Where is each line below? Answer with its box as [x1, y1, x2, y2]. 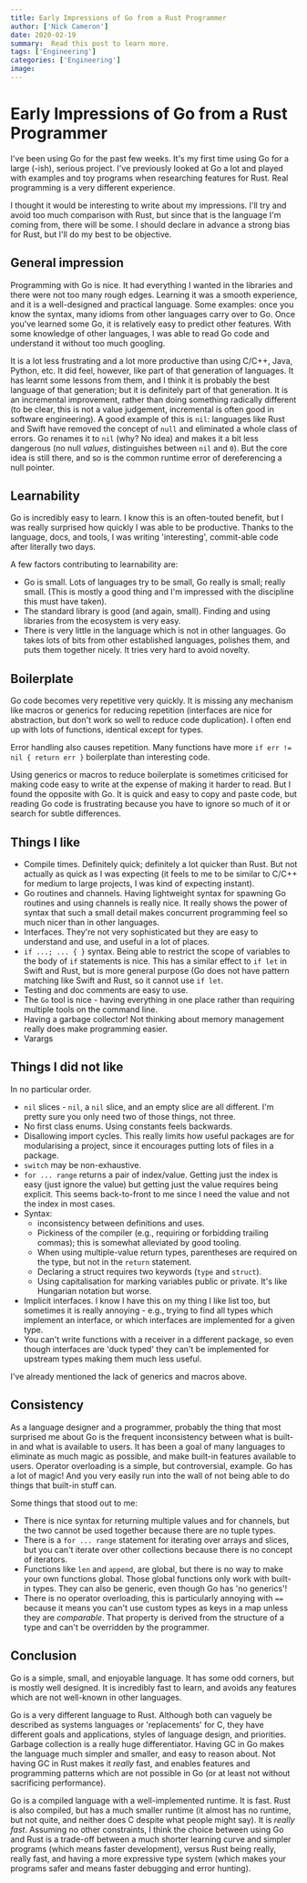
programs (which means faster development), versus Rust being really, [10, 1843, 277, 1854]
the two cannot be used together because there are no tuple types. [23, 1525, 276, 1536]
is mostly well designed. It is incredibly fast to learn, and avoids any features [10, 1681, 297, 1692]
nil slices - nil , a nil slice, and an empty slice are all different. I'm [23, 1101, 274, 1112]
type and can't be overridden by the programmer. [23, 1621, 210, 1632]
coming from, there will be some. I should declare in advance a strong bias [10, 219, 291, 230]
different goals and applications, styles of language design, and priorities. [10, 1729, 287, 1740]
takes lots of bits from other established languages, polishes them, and [23, 635, 291, 646]
